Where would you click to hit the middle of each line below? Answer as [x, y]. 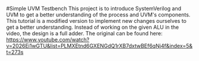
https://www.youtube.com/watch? [48, 40]
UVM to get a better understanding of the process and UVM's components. [98, 15]
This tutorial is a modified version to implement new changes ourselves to [97, 21]
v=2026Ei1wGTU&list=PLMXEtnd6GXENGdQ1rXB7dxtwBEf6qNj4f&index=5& [99, 46]
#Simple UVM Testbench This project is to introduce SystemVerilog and [94, 9]
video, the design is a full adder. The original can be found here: [84, 33]
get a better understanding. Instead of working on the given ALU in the [93, 27]
